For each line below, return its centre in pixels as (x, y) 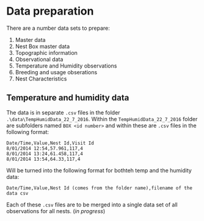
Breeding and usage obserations (56, 72)
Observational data (39, 59)
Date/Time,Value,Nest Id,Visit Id (50, 143)
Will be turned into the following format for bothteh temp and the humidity (99, 170)
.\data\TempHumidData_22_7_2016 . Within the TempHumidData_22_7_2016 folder (102, 119)
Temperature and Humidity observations (66, 66)
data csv (17, 193)
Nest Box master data (42, 46)
